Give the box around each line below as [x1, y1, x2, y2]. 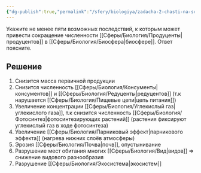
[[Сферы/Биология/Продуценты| [99, 31, 182, 39]
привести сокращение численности [6, 31, 99, 39]
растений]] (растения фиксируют [101, 116, 187, 123]
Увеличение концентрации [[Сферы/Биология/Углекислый [14, 103, 165, 110]
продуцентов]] [6, 38, 44, 45]
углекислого [14, 109, 47, 117]
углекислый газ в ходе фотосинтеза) [14, 122, 109, 129]
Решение [6, 62, 42, 72]
